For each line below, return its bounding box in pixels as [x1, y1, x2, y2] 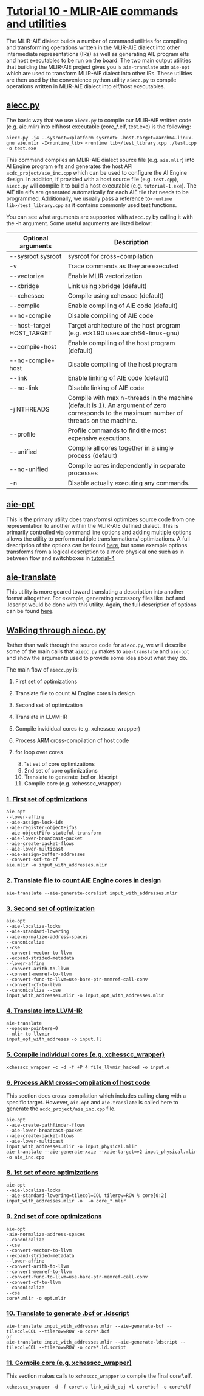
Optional [23, 234, 49, 242]
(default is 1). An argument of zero [67, 401, 167, 409]
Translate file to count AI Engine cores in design [15, 690, 135, 697]
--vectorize [9, 272, 44, 280]
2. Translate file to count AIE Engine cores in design [6, 876, 161, 885]
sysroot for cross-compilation [67, 251, 154, 260]
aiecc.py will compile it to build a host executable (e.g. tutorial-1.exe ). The [6, 181, 197, 189]
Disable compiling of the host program [67, 360, 177, 368]
